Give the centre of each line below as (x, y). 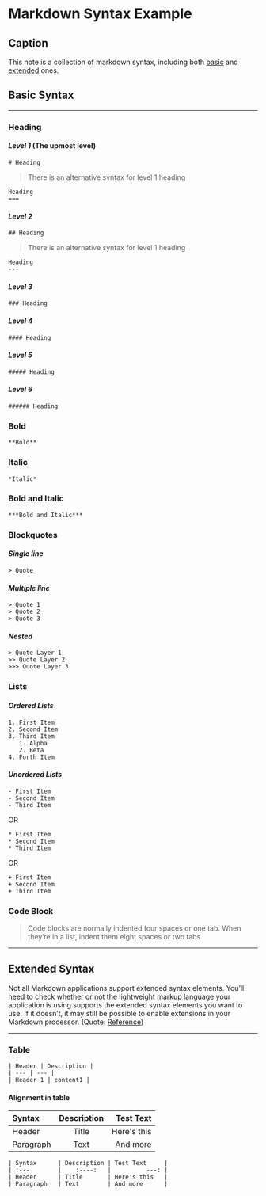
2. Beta (31, 750)
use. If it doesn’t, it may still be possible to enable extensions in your (120, 1013)
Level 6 (21, 390)
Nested (21, 636)
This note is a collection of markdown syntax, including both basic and (123, 62)
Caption (28, 43)
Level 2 (21, 216)
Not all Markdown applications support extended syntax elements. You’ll (126, 988)
